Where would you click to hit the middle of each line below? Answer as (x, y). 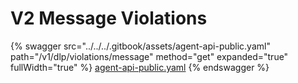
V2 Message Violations (109, 18)
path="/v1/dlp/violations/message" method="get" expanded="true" (149, 56)
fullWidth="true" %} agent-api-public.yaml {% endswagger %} (140, 67)
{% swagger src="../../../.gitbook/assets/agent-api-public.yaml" (140, 46)
